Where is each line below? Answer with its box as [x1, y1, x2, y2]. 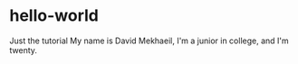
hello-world [9, 5, 100, 26]
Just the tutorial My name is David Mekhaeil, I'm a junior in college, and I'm [9, 35, 290, 46]
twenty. [9, 44, 38, 55]
